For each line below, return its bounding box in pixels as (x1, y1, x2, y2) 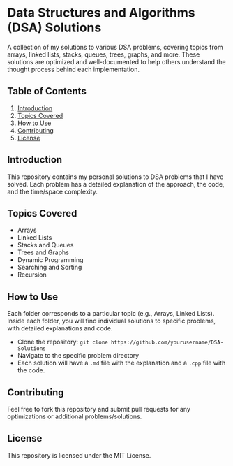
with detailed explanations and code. (7, 324, 113, 333)
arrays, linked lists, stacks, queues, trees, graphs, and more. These (7, 50, 200, 59)
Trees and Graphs (17, 248, 70, 256)
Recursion (17, 270, 47, 279)
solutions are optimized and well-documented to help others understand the (7, 57, 226, 66)
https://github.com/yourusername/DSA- (110, 339, 224, 347)
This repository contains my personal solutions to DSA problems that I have (7, 173, 224, 181)
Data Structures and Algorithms (7, 5, 195, 21)
